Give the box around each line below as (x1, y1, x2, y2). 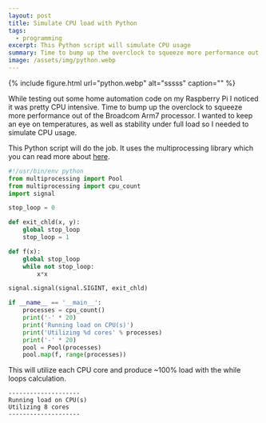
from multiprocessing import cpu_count (8, 182, 141, 190)
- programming (15, 34, 62, 42)
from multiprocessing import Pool (8, 174, 124, 182)
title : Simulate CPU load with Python (8, 19, 137, 27)
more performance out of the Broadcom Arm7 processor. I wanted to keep (8, 110, 253, 120)
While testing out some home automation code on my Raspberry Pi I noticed (8, 94, 259, 103)
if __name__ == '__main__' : (8, 299, 102, 307)
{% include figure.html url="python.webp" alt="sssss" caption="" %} (8, 78, 236, 88)
